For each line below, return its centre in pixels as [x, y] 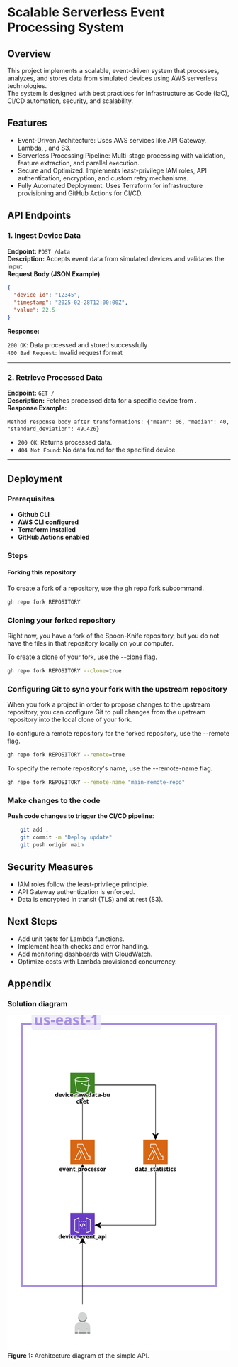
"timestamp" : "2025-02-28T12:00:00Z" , [71, 303]
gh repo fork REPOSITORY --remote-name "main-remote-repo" [96, 783]
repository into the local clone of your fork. [70, 720]
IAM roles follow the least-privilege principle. [83, 884]
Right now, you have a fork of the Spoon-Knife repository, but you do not [113, 636]
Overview [29, 54]
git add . [35, 830]
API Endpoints [39, 216]
